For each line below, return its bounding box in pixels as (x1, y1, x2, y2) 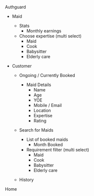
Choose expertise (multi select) (19, 33, 82, 39)
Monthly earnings (26, 28, 62, 33)
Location (33, 107, 52, 113)
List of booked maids (26, 136, 68, 142)
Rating (33, 118, 47, 123)
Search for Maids (19, 127, 54, 133)
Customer (12, 63, 32, 69)
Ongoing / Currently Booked (19, 73, 76, 78)
